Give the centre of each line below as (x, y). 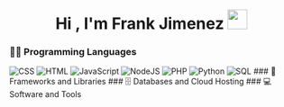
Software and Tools (46, 94)
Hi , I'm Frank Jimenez (140, 24)
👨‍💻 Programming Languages (73, 52)
